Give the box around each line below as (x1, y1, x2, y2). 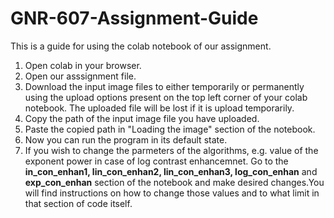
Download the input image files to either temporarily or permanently (24, 80, 305, 92)
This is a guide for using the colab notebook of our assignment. (10, 40, 272, 52)
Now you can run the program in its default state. (24, 133, 228, 146)
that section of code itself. (24, 197, 133, 209)
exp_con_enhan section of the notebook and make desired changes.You (24, 176, 325, 188)
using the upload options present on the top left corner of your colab (24, 91, 308, 103)
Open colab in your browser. (24, 59, 142, 71)
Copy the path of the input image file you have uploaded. (24, 112, 260, 124)
